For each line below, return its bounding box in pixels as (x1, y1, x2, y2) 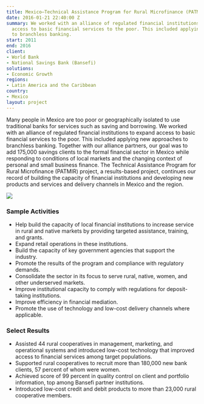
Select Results (6, 326, 50, 335)
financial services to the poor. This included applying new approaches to (6, 135, 188, 143)
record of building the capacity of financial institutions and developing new (6, 174, 194, 181)
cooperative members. (15, 392, 72, 399)
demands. (15, 265, 41, 273)
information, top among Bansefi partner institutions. (15, 379, 144, 386)
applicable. (15, 311, 43, 318)
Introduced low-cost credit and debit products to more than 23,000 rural (15, 385, 196, 392)
